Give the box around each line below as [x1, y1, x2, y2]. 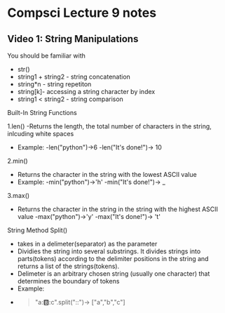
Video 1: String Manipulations [7, 33, 139, 45]
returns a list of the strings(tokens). [17, 262, 120, 270]
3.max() [7, 192, 30, 199]
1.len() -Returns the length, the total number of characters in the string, [7, 122, 212, 131]
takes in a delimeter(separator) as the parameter [17, 240, 158, 248]
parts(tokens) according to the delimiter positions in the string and [17, 255, 209, 262]
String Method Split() [7, 226, 68, 234]
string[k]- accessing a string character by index [17, 88, 156, 95]
